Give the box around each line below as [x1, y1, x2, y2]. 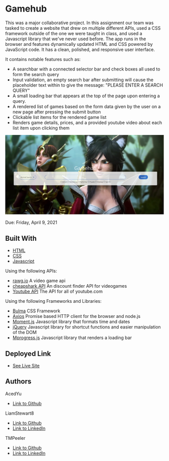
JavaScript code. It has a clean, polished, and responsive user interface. [5, 46, 155, 52]
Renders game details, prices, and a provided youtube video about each [12, 119, 162, 125]
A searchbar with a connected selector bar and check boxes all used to [12, 66, 160, 72]
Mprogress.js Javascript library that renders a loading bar [12, 335, 132, 341]
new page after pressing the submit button [12, 109, 101, 115]
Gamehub [5, 3, 47, 15]
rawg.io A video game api [12, 278, 66, 284]
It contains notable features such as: [5, 56, 81, 62]
